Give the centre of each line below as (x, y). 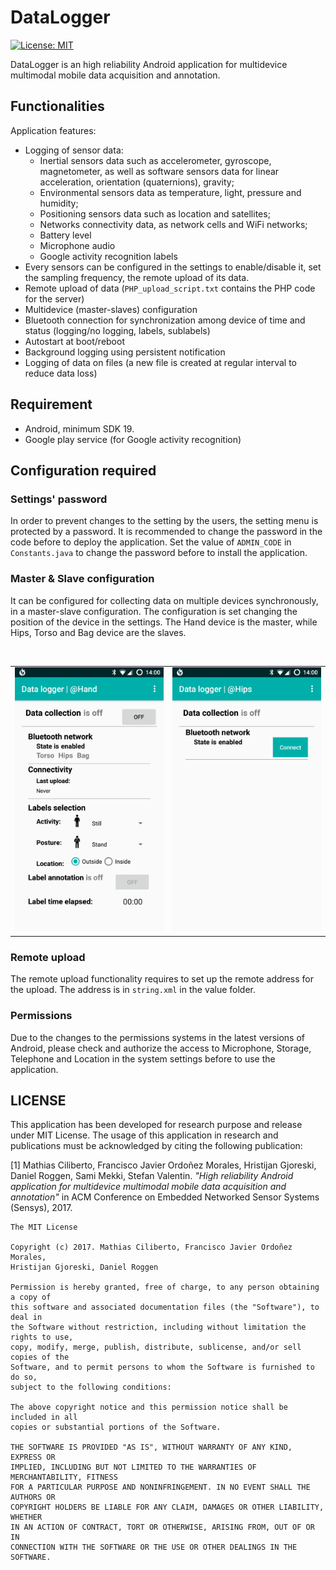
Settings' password (59, 499)
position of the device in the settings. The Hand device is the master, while (164, 622)
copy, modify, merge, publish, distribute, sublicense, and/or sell (156, 1347)
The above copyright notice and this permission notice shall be (149, 1407)
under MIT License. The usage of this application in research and (144, 1135)
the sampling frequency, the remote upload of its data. (137, 277)
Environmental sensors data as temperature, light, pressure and (170, 192)
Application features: (53, 130)
